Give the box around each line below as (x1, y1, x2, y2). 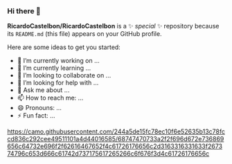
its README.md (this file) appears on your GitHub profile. (7, 30, 162, 38)
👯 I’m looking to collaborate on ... (17, 71, 111, 80)
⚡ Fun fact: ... (17, 111, 55, 120)
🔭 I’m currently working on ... (17, 57, 100, 65)
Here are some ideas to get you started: (7, 43, 121, 51)
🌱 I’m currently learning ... (17, 64, 91, 72)
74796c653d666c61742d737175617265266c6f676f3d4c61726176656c (7, 149, 210, 158)
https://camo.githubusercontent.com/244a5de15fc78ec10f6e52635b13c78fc (7, 127, 225, 136)
